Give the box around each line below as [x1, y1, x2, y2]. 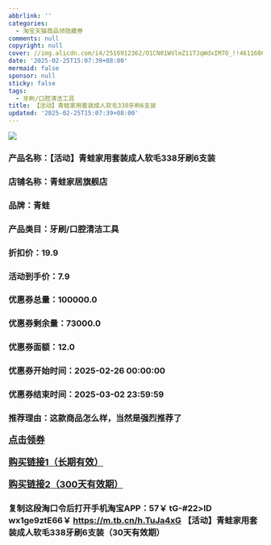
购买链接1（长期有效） [8, 456, 103, 468]
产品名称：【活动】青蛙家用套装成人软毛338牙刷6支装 [8, 152, 216, 164]
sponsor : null [8, 72, 56, 80]
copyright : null [8, 42, 63, 50]
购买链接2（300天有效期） [8, 479, 123, 490]
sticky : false [8, 79, 56, 87]
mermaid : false [8, 64, 60, 73]
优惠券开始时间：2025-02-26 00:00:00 [8, 365, 165, 377]
